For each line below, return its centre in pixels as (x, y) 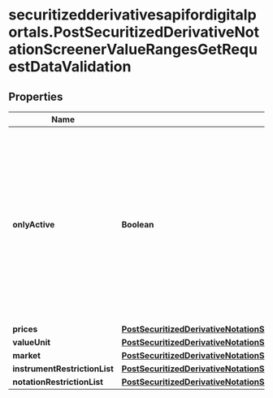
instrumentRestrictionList (63, 369)
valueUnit (32, 342)
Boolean (138, 225)
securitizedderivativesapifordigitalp (133, 15)
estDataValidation (70, 67)
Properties (36, 96)
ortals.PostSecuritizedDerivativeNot (134, 32)
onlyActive (34, 225)
